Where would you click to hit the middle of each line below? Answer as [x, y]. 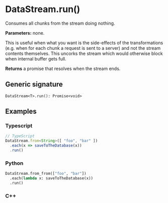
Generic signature [34, 84]
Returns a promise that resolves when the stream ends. [63, 69]
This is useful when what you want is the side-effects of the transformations [84, 43]
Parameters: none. [25, 33]
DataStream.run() [43, 9]
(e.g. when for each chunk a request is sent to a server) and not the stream [83, 48]
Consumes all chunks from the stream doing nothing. [60, 23]
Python [14, 163]
